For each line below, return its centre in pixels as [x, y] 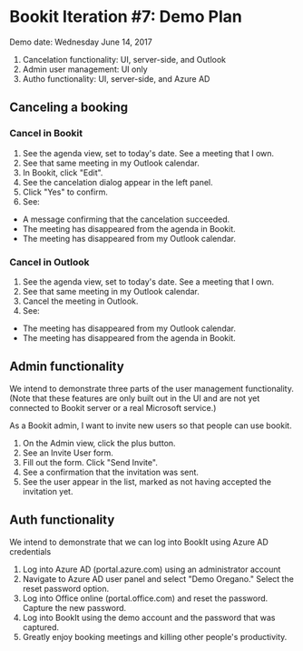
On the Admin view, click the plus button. [99, 443]
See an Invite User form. [68, 453]
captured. [41, 627]
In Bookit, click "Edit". [63, 172]
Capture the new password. [74, 607]
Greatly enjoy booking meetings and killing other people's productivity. [155, 636]
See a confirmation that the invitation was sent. [111, 472]
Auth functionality [62, 520]
